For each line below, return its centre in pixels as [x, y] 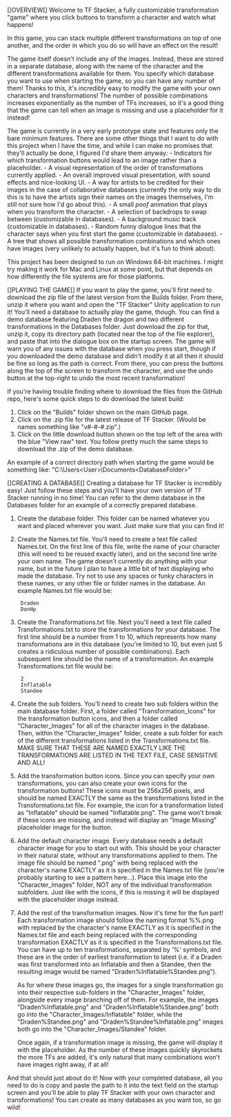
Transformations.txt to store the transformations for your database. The [119, 629]
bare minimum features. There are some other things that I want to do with [113, 138]
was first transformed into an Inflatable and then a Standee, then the [114, 964]
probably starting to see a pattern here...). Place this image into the [112, 877]
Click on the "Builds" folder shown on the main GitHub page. [103, 412]
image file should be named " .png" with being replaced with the [108, 863]
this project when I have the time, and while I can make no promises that [110, 146]
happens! [21, 25]
